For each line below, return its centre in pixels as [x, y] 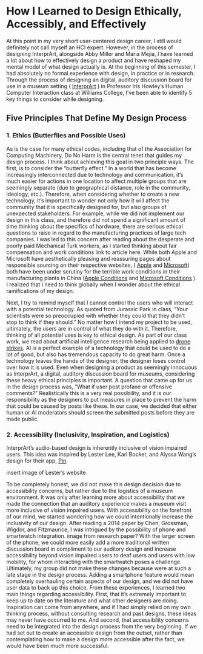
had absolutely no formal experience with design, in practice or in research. [101, 73]
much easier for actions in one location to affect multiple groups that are [96, 181]
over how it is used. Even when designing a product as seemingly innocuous [102, 367]
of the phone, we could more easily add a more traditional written [88, 542]
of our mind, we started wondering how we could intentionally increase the [100, 516]
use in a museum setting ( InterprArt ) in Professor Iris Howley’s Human [95, 86]
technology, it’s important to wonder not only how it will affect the [88, 200]
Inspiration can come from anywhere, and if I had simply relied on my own [99, 607]
